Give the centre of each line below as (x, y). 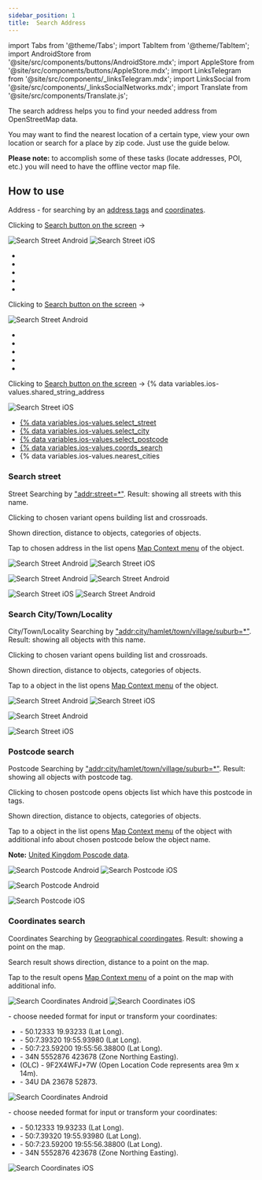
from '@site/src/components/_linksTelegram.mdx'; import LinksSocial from (129, 79)
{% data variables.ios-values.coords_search (91, 448)
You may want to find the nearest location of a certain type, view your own (129, 134)
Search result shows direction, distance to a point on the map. (109, 962)
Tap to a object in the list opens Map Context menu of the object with (120, 831)
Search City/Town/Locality (60, 614)
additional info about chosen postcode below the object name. (109, 840)
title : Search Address (47, 23)
